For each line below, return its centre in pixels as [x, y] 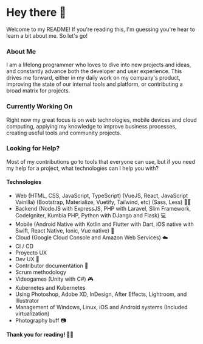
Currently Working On [40, 107]
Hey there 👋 [36, 12]
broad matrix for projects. [38, 91]
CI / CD [24, 247]
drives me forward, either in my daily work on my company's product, [93, 78]
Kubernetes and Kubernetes [50, 288]
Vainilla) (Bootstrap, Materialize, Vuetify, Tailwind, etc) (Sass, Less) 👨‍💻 [103, 202]
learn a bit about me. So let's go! [47, 35]
